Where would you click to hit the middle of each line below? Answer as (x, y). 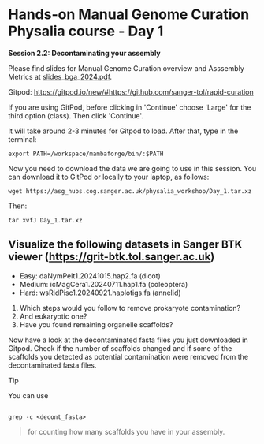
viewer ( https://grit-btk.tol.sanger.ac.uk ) (112, 257)
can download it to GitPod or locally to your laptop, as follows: (109, 177)
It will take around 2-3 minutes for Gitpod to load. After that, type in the (123, 131)
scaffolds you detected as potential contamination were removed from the (128, 356)
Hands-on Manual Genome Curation (129, 15)
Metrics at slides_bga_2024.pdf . (60, 76)
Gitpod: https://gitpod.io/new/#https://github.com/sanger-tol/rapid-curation (131, 91)
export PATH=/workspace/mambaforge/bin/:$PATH (86, 154)
